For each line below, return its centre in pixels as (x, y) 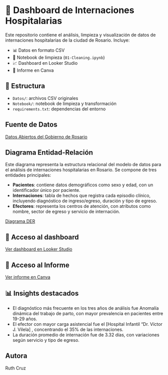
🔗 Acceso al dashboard (42, 237)
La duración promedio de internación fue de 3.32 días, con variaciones (86, 335)
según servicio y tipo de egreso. (46, 340)
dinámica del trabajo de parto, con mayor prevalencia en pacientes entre (88, 313)
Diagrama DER (20, 221)
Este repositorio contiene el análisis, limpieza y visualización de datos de (80, 35)
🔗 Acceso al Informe (37, 265)
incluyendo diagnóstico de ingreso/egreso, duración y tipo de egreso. (85, 201)
